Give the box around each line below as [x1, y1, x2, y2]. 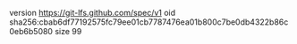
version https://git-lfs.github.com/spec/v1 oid [9, 8, 176, 18]
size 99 [55, 26, 82, 36]
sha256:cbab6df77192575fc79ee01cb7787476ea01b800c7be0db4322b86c [9, 17, 289, 27]
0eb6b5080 [9, 26, 54, 36]
